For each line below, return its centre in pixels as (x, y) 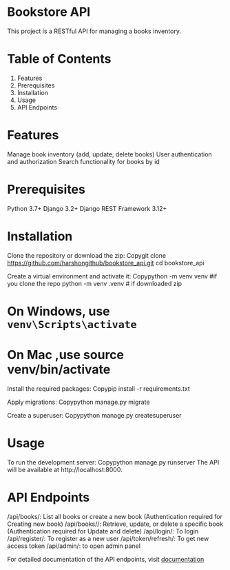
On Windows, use (59, 311)
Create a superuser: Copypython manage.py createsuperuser (94, 415)
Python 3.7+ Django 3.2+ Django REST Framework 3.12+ (87, 208)
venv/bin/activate (59, 370)
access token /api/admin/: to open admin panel (74, 546)
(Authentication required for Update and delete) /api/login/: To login (103, 531)
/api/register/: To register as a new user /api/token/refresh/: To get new (108, 538)
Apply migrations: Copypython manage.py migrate (79, 402)
